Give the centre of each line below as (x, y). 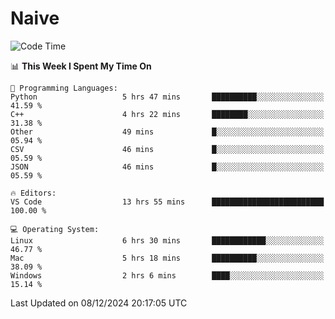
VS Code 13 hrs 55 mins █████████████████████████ (167, 202)
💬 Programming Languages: (64, 88)
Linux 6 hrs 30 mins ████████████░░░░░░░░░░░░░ (167, 240)
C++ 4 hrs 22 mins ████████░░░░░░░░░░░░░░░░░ (167, 114)
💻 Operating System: (55, 229)
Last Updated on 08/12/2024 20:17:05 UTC (99, 303)
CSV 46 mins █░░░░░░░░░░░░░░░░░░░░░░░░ (167, 149)
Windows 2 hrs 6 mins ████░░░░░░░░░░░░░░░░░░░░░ (167, 275)
